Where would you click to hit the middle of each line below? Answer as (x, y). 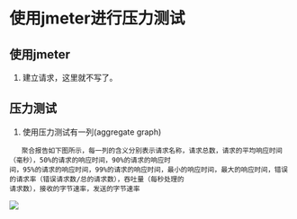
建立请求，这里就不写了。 (70, 78)
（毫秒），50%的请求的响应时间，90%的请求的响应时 (90, 160)
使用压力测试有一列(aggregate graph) (92, 132)
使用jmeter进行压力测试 (97, 18)
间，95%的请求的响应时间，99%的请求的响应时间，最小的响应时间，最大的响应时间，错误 (148, 170)
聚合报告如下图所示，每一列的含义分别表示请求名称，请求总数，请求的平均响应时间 (152, 150)
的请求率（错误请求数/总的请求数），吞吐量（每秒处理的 (97, 179)
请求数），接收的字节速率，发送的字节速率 (75, 188)
